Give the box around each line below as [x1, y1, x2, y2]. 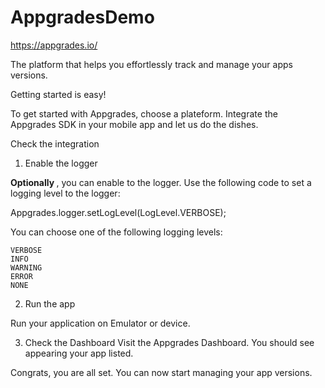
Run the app [24, 297, 76, 310]
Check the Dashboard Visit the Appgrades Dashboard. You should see [24, 336, 315, 348]
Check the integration [10, 137, 100, 150]
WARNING [10, 262, 43, 273]
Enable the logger [24, 157, 98, 169]
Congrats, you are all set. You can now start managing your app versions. [10, 366, 313, 378]
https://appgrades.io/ [10, 39, 98, 51]
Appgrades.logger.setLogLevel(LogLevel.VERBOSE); [10, 206, 227, 218]
